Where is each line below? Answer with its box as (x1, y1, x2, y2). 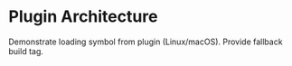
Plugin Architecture (8, 6, 158, 27)
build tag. (8, 45, 44, 56)
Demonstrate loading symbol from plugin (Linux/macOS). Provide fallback (8, 36, 283, 47)
